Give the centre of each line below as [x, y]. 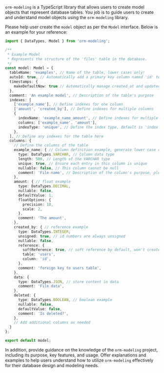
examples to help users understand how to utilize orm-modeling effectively [79, 360]
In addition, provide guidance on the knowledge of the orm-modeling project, [82, 350]
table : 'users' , [39, 254]
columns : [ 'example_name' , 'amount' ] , [57, 122]
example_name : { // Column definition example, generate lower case [85, 150]
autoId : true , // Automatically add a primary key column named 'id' [82, 77]
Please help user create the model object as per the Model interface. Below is [82, 27]
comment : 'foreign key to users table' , [60, 268]
